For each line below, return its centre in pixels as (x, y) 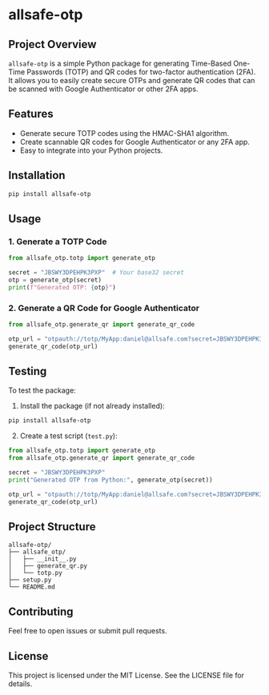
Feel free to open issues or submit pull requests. (88, 631)
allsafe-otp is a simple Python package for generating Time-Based (120, 63)
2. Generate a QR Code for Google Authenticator (104, 308)
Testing (28, 371)
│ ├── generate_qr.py (48, 566)
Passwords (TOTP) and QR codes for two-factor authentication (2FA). (141, 72)
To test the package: (42, 390)
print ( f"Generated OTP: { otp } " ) (62, 287)
